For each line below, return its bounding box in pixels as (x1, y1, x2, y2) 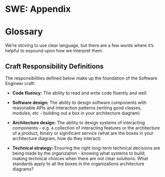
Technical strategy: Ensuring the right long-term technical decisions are (12, 145, 161, 151)
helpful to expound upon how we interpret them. (5, 48, 104, 54)
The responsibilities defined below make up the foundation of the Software (5, 75, 158, 81)
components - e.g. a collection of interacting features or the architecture (12, 125, 160, 131)
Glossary (5, 26, 43, 38)
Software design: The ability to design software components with (12, 99, 147, 105)
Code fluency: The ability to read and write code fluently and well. (12, 90, 148, 96)
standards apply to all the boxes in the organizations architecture (12, 161, 145, 167)
